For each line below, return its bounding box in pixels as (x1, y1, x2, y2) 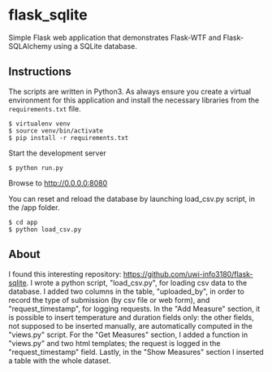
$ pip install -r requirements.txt (8, 133, 129, 142)
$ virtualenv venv (8, 120, 71, 128)
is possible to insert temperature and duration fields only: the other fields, (8, 312, 254, 322)
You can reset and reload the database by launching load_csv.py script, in (8, 194, 256, 204)
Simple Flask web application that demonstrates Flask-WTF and (8, 33, 222, 42)
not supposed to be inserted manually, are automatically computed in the (8, 321, 253, 330)
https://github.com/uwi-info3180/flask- (123, 269, 253, 278)
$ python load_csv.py (8, 225, 82, 234)
